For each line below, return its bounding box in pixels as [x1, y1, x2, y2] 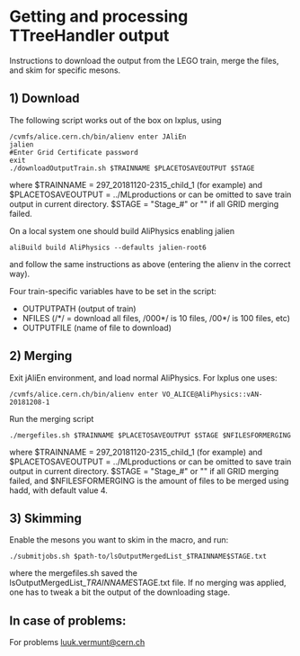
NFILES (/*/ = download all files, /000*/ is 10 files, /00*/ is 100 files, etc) [22, 312, 290, 323]
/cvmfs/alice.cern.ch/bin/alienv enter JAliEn [9, 132, 187, 141]
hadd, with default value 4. [9, 484, 108, 496]
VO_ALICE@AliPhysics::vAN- [162, 390, 263, 399]
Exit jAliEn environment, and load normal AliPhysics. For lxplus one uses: [9, 372, 278, 383]
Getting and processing [9, 6, 189, 27]
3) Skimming [9, 510, 83, 526]
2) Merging [9, 348, 73, 364]
